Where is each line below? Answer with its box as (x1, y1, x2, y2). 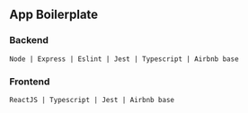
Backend (9, 34, 49, 47)
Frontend (9, 75, 50, 88)
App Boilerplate (9, 7, 99, 22)
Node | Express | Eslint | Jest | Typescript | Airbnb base (9, 54, 240, 64)
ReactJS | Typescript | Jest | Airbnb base (9, 95, 175, 104)
